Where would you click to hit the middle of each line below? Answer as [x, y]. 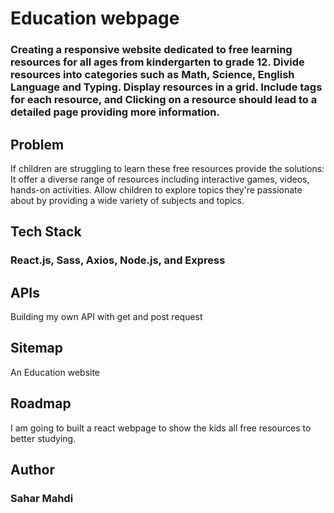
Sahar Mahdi [42, 498]
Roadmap [41, 403]
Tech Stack [46, 232]
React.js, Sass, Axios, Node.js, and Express [118, 260]
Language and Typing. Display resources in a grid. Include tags [166, 87]
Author [32, 470]
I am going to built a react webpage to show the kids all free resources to [161, 428]
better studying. [43, 438]
